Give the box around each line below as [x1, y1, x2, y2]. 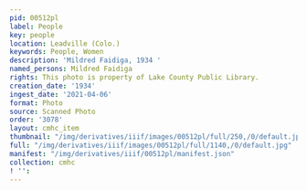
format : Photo [9, 98, 64, 108]
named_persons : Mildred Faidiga [9, 65, 132, 74]
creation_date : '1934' [9, 81, 96, 90]
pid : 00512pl [9, 13, 59, 23]
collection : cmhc [9, 157, 76, 167]
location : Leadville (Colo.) [9, 38, 121, 48]
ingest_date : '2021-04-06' [9, 90, 112, 99]
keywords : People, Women [9, 47, 104, 57]
